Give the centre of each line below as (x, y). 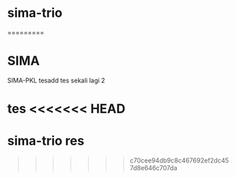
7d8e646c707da (154, 168)
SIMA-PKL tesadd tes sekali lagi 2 (56, 80)
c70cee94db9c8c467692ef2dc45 (179, 160)
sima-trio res (46, 141)
